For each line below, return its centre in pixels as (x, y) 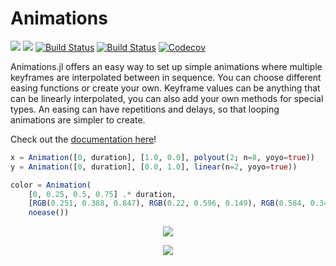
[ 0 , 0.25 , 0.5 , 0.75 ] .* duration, (102, 194)
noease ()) (49, 213)
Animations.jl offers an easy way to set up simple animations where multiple (166, 66)
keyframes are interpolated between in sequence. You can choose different (166, 77)
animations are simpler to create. (78, 119)
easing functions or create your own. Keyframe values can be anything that (165, 88)
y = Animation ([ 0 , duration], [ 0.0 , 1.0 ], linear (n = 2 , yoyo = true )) (154, 167)
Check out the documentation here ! (83, 139)
